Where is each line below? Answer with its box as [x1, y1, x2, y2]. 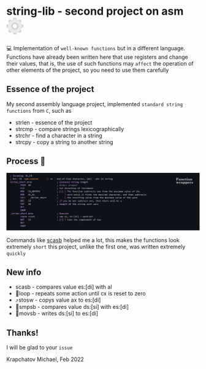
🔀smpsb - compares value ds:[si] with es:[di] [15, 303, 129, 311]
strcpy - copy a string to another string [15, 138, 113, 145]
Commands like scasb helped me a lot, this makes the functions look [6, 236, 180, 243]
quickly [6, 250, 26, 257]
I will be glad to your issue [6, 344, 73, 351]
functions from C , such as [6, 107, 72, 114]
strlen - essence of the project [15, 118, 93, 126]
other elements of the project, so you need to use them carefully [6, 66, 169, 74]
